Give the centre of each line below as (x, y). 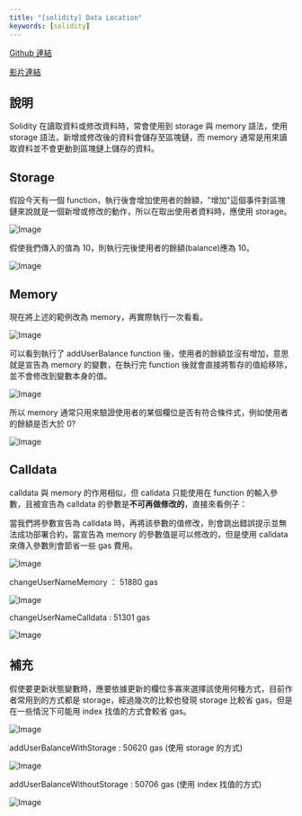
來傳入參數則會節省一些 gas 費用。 (73, 545)
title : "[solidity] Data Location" (76, 18)
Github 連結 (31, 53)
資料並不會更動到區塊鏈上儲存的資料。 (88, 148)
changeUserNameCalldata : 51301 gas (80, 617)
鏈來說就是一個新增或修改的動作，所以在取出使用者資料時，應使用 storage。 (151, 211)
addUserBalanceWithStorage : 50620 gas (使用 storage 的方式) (126, 748)
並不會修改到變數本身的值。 (61, 376)
